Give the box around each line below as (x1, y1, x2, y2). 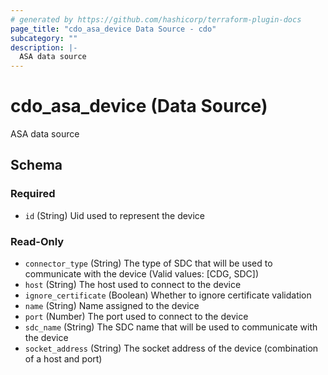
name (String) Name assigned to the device (24, 300, 200, 312)
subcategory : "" (10, 33, 78, 43)
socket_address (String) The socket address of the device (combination (24, 342, 319, 355)
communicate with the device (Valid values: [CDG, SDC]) (24, 268, 260, 280)
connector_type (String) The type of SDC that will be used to (24, 257, 273, 270)
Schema (10, 157, 63, 174)
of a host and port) (24, 353, 103, 365)
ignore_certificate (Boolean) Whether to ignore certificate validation (24, 289, 312, 301)
